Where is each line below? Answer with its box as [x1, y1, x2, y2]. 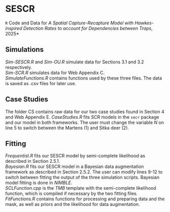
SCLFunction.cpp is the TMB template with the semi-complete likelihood [5, 185, 156, 191]
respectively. [5, 64, 32, 70]
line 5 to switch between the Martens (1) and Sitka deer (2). [5, 125, 129, 131]
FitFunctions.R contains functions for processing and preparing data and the [5, 196, 165, 202]
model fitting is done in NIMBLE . [5, 180, 73, 186]
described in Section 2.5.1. [5, 158, 60, 164]
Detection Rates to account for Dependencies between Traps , [23, 25, 153, 31]
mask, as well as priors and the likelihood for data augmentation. [5, 201, 141, 207]
